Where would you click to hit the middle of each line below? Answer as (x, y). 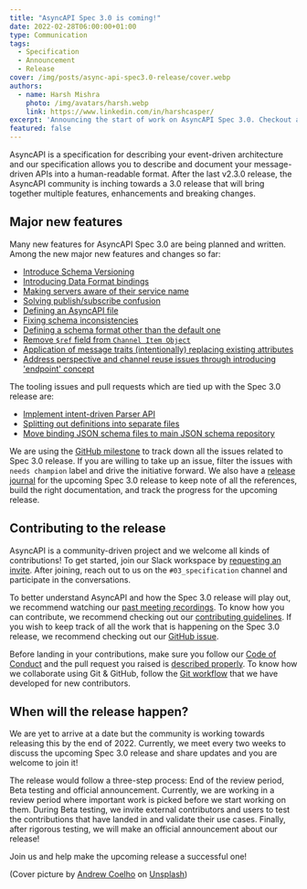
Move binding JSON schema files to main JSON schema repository (149, 433)
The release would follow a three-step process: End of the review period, (147, 781)
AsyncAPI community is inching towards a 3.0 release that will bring (137, 183)
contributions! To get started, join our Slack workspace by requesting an (145, 560)
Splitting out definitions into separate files (101, 423)
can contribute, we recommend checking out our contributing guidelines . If (151, 616)
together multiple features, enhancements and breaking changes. (132, 193)
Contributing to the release (88, 528)
